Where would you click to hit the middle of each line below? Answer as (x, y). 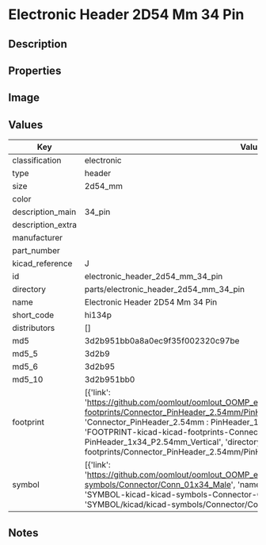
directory (29, 290)
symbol (26, 485)
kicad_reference (42, 263)
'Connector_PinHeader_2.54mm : (146, 422)
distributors (34, 328)
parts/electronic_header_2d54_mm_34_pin (165, 290)
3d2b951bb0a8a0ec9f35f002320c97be (162, 341)
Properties (35, 70)
